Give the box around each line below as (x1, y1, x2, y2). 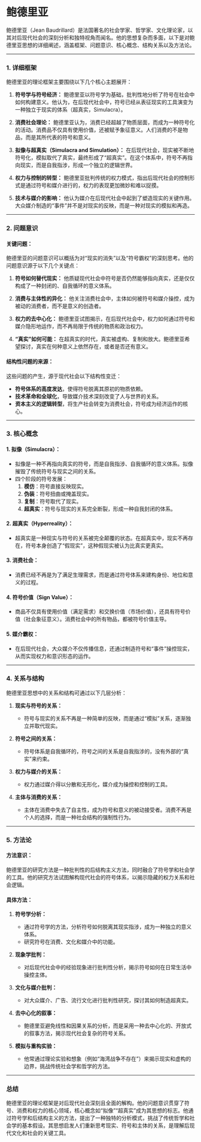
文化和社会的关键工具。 (11, 1129, 69, 1137)
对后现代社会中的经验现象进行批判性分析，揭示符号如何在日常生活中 (23, 964, 192, 971)
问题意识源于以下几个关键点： (6, 262, 80, 269)
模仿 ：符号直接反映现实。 (23, 482, 87, 489)
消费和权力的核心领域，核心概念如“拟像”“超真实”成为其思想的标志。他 (16, 1107, 188, 1114)
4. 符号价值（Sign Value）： (6, 593, 74, 600)
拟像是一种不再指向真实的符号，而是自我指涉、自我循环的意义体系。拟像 (14, 460, 193, 467)
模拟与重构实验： (14, 1042, 57, 1050)
